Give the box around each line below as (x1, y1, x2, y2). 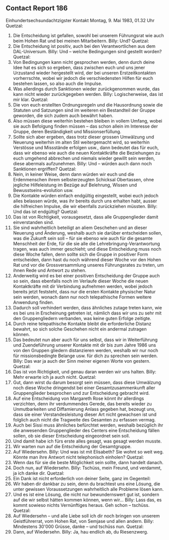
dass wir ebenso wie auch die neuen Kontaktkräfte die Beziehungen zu (13, 150, 160, 156)
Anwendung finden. (13, 299, 54, 305)
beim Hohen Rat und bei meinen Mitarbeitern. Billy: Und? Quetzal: (13, 38, 149, 44)
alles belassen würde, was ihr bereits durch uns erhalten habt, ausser (13, 198, 157, 204)
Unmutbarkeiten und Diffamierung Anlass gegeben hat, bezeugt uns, (13, 406, 156, 412)
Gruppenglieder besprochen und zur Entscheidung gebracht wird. (13, 390, 150, 396)
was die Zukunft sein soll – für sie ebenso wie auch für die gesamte (13, 235, 153, 241)
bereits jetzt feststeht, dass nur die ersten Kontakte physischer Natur (13, 288, 156, 294)
